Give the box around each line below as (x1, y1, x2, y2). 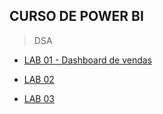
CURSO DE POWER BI (9, 8, 144, 25)
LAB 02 (23, 73, 55, 85)
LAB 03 (23, 92, 55, 104)
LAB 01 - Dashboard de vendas (23, 54, 152, 66)
